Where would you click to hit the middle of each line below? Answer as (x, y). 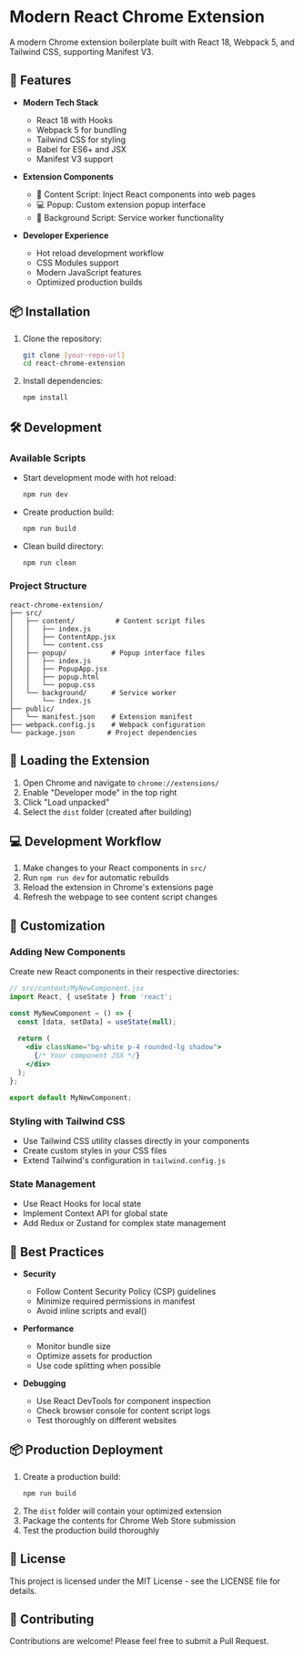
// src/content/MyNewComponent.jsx (77, 989)
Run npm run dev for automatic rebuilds (96, 878)
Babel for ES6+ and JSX (81, 149)
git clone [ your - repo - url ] (74, 355)
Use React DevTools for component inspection (123, 1401)
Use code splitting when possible (99, 1366)
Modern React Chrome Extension (137, 17)
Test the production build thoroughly (91, 1530)
